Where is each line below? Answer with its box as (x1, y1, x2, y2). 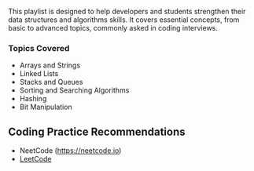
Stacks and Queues (19, 78, 83, 87)
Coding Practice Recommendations (8, 125, 186, 138)
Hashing (19, 94, 47, 104)
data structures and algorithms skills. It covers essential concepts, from (8, 15, 240, 24)
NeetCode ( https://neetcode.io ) (19, 146, 122, 155)
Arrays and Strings (19, 60, 81, 70)
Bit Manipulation (19, 102, 72, 112)
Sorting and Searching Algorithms (19, 85, 130, 95)
